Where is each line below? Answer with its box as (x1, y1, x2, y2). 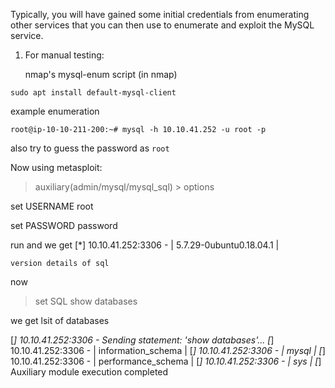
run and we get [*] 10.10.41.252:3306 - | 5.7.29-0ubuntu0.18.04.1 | (10, 239, 280, 251)
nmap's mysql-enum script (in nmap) (24, 69, 178, 80)
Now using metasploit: (10, 162, 103, 173)
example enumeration (10, 105, 100, 117)
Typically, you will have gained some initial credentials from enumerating (10, 9, 310, 20)
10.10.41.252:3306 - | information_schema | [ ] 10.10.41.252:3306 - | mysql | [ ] (10, 345, 326, 356)
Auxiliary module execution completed (10, 366, 169, 378)
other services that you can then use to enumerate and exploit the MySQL (10, 19, 315, 31)
